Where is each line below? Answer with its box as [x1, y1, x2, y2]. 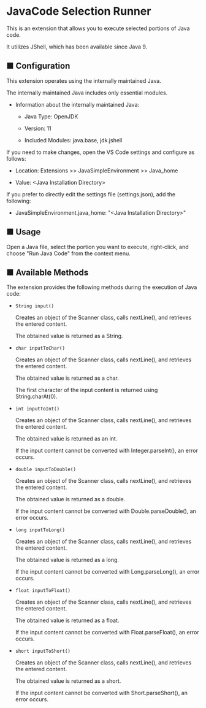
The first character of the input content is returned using [15, 387, 158, 394]
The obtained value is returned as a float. [15, 617, 120, 624]
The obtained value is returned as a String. [15, 333, 123, 340]
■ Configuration [6, 61, 71, 71]
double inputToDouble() [15, 466, 77, 473]
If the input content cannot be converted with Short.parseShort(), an [15, 689, 188, 697]
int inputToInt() [15, 406, 60, 412]
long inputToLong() [15, 527, 66, 533]
